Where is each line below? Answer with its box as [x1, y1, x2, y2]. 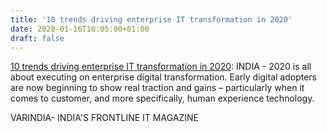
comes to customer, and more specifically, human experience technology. [10, 92, 315, 105]
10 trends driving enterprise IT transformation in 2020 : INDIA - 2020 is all [10, 61, 312, 73]
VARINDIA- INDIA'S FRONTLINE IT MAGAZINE [10, 112, 199, 124]
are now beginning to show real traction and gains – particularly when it [10, 82, 305, 94]
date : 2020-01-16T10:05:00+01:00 [10, 24, 150, 34]
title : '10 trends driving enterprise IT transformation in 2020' [10, 14, 293, 25]
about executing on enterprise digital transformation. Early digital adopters [10, 71, 318, 83]
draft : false [10, 33, 65, 43]
